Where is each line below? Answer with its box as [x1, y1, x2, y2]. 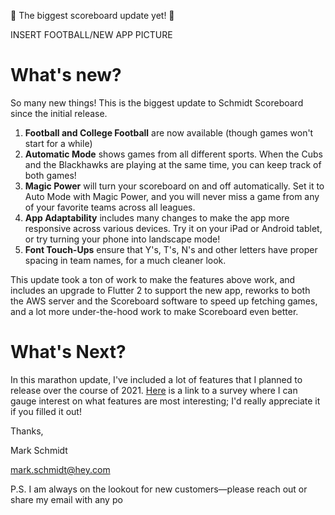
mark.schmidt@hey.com [10, 463, 111, 475]
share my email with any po [10, 493, 123, 505]
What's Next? [10, 341, 127, 364]
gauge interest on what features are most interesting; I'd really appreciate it [10, 395, 321, 407]
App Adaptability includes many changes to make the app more [24, 211, 290, 224]
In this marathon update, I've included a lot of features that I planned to [10, 373, 303, 385]
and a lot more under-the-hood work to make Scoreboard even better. [10, 305, 299, 317]
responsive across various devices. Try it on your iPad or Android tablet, [24, 222, 323, 234]
